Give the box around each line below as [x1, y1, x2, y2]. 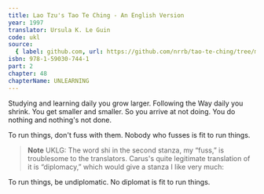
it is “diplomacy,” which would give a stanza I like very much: [27, 162, 224, 171]
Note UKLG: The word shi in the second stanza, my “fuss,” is [27, 145, 225, 155]
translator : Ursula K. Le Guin [8, 26, 111, 34]
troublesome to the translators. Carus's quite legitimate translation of [27, 153, 251, 163]
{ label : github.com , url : [15, 48, 104, 56]
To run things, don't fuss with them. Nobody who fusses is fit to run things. [8, 130, 251, 139]
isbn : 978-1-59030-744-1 [8, 56, 90, 63]
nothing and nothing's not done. [8, 115, 112, 124]
